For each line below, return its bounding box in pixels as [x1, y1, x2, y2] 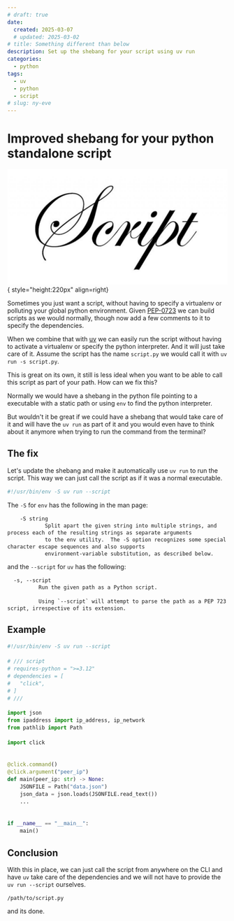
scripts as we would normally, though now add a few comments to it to [7, 313, 211, 322]
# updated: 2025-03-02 [13, 34, 80, 41]
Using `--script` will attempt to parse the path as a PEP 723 [38, 598, 227, 605]
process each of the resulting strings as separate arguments [7, 529, 192, 536]
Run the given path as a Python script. [38, 584, 158, 591]
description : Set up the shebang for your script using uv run [7, 48, 196, 55]
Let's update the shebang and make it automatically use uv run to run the [7, 466, 219, 475]
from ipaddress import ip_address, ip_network [7, 717, 145, 724]
